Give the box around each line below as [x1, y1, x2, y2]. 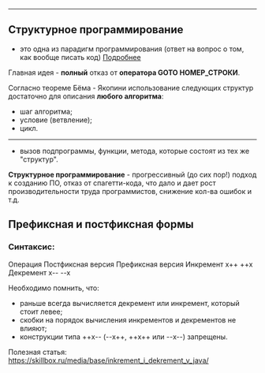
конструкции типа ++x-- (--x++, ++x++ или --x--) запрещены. [19, 332, 228, 341]
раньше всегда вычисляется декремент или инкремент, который [19, 298, 241, 308]
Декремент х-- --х [8, 267, 71, 277]
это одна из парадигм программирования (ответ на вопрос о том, [19, 44, 244, 54]
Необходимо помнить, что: [8, 283, 100, 293]
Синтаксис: [8, 241, 55, 252]
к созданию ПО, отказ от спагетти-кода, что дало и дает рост [8, 178, 217, 188]
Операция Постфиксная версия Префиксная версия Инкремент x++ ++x [8, 259, 253, 269]
